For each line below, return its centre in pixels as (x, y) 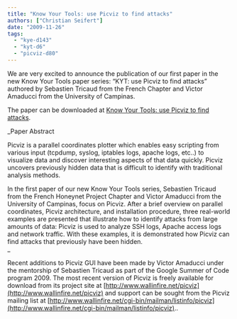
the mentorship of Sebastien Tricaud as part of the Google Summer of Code (118, 270)
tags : (15, 34)
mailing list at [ (29, 300)
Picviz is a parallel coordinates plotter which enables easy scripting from (113, 145)
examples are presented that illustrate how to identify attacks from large (112, 219)
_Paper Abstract (31, 131)
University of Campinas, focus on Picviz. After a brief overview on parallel (115, 203)
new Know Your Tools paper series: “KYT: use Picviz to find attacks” (107, 81)
